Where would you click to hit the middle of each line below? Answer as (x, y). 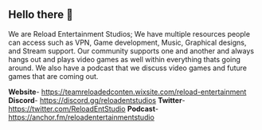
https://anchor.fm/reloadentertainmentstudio (82, 117)
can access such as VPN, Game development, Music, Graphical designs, (127, 42)
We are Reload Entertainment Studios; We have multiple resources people (129, 33)
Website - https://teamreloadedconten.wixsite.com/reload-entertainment (127, 92)
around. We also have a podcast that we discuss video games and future (127, 68)
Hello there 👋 (41, 15)
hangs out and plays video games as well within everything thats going (125, 59)
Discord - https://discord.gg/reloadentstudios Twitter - (97, 100)
